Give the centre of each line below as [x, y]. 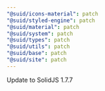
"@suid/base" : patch [37, 54]
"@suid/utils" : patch [38, 47]
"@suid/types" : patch [38, 40]
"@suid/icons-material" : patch [52, 14]
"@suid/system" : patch [40, 34]
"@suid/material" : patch [43, 27]
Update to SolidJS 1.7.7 [40, 80]
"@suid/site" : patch [37, 60]
